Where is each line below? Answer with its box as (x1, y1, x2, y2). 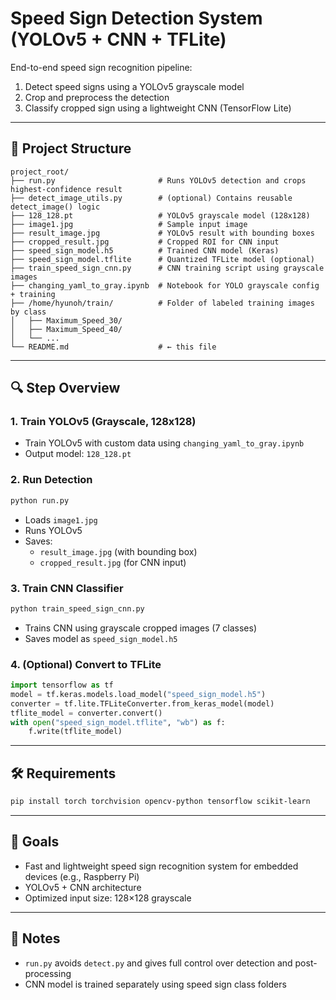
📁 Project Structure (10, 140, 132, 157)
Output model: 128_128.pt (24, 448, 132, 460)
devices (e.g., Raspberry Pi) (24, 870, 140, 882)
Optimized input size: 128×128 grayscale (24, 892, 192, 904)
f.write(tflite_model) (28, 727, 123, 737)
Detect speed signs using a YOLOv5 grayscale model (24, 80, 245, 92)
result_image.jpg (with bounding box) (39, 545, 198, 557)
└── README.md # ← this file (10, 342, 217, 352)
